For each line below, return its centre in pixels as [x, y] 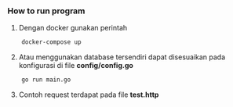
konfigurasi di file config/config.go [76, 66]
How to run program [46, 11]
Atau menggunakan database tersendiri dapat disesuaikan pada [122, 57]
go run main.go [46, 80]
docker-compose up [51, 42]
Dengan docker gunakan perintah [73, 28]
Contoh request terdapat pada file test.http [89, 95]
